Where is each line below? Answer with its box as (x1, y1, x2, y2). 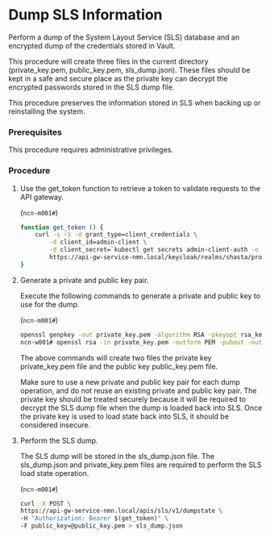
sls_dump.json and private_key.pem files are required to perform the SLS (19, 460, 262, 469)
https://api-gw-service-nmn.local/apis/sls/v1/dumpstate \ (19, 507, 223, 515)
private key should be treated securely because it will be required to (19, 394, 247, 404)
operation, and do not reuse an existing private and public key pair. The (19, 386, 257, 395)
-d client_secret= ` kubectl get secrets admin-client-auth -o (49, 246, 260, 254)
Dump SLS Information (8, 6, 163, 24)
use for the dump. (19, 299, 80, 309)
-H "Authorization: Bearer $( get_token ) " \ (19, 515, 169, 523)
